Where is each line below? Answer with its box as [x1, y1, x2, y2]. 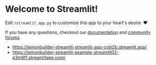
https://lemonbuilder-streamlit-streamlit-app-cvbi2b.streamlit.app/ [12, 44, 147, 50]
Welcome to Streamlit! [5, 3, 98, 15]
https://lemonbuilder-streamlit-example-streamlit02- [12, 49, 119, 55]
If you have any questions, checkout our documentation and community [5, 29, 151, 35]
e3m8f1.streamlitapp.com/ [12, 54, 66, 60]
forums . [5, 34, 21, 40]
